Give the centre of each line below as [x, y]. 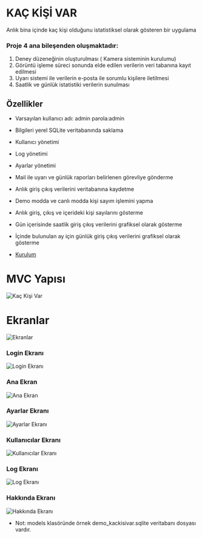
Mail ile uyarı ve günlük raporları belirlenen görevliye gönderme [94, 178]
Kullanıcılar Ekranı [33, 440]
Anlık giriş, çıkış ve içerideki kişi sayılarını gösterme [79, 213]
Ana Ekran [22, 382]
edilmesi [25, 72]
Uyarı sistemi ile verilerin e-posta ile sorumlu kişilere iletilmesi [92, 78]
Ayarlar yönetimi [35, 166]
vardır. [23, 529]
